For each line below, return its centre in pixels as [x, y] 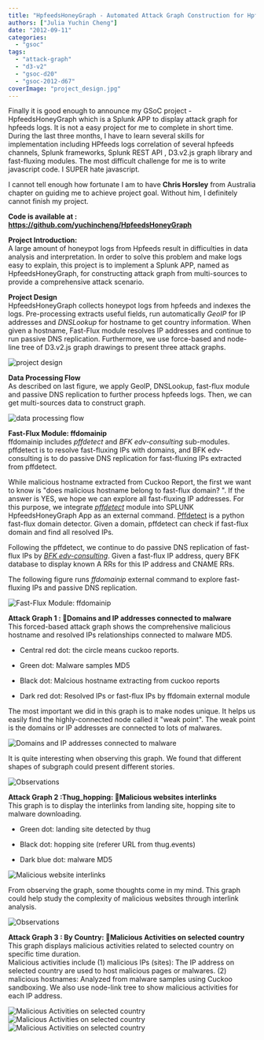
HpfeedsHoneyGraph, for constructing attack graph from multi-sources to [128, 274]
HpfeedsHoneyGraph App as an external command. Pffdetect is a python [126, 515]
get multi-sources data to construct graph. [77, 403]
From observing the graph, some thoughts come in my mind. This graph [125, 891]
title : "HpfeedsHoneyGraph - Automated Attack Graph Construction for [126, 15]
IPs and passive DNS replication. [84, 588]
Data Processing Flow [44, 378]
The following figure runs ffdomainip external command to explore [115, 580]
